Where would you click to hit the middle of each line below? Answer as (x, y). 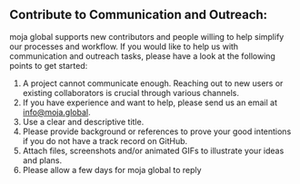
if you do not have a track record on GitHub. (105, 140)
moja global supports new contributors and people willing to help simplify (147, 36)
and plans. (42, 160)
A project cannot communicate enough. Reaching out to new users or (153, 83)
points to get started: (49, 65)
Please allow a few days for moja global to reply (112, 169)
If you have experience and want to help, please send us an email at (150, 102)
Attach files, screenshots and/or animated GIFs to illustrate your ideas (153, 150)
